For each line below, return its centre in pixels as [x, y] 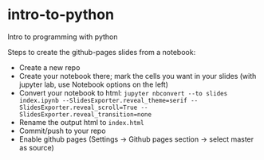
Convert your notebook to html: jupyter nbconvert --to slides [123, 92]
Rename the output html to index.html [81, 122]
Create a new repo [49, 67]
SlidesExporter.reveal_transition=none [85, 114]
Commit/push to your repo [62, 131]
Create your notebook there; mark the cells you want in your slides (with [138, 76]
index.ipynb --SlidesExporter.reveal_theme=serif [103, 100]
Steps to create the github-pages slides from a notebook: [102, 52]
